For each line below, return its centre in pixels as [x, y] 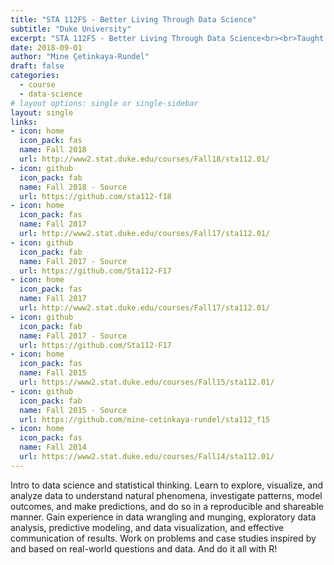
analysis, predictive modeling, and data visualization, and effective [147, 527]
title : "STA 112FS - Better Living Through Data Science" [133, 19]
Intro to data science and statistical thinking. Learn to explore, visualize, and [167, 485]
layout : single [42, 112]
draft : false [37, 66]
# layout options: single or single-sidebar [104, 103]
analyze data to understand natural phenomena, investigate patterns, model [166, 495]
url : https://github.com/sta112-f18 [95, 196]
